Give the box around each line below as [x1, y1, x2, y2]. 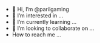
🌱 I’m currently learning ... [12, 19, 77, 25]
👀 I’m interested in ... [12, 12, 64, 19]
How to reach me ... [12, 31, 62, 38]
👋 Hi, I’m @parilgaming [12, 6, 70, 13]
